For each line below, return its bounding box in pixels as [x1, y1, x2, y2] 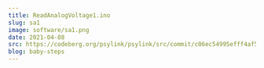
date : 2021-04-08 [8, 33, 65, 41]
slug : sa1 [8, 19, 41, 27]
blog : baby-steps [8, 48, 65, 55]
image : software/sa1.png [8, 26, 90, 34]
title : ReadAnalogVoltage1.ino [8, 11, 111, 20]
